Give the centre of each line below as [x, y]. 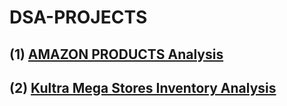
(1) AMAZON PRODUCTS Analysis [116, 54]
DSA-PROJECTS [78, 17]
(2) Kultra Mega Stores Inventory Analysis [143, 87]
